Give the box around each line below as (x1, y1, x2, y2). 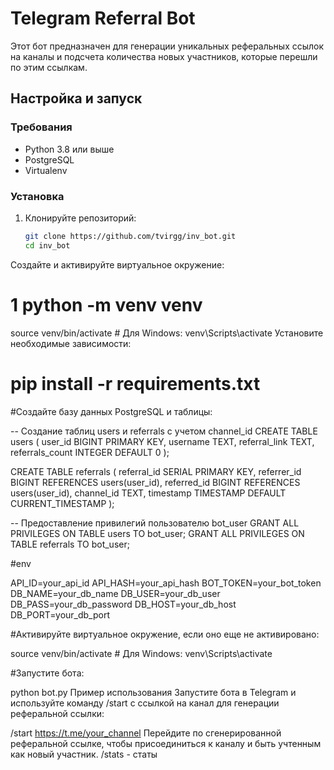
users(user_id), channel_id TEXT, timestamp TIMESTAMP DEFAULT (10, 487, 287, 499)
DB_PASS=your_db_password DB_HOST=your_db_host (10, 598, 237, 610)
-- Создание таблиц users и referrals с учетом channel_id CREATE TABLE (10, 425, 318, 437)
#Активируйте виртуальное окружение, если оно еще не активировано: (10, 628, 320, 640)
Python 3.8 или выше (24, 143, 115, 155)
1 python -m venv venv (10, 293, 203, 316)
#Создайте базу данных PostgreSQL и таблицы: (10, 405, 213, 417)
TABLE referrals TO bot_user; (10, 538, 130, 550)
